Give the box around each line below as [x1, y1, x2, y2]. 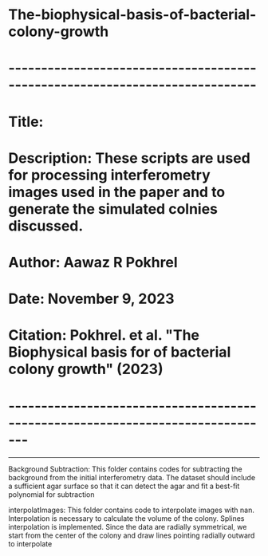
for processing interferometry [8, 166, 211, 184]
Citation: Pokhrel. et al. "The [8, 326, 200, 345]
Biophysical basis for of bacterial [8, 343, 231, 361]
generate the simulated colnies [8, 199, 218, 218]
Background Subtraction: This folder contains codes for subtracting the [8, 464, 242, 474]
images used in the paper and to [8, 183, 226, 201]
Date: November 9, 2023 [8, 290, 175, 308]
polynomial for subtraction [8, 490, 95, 499]
